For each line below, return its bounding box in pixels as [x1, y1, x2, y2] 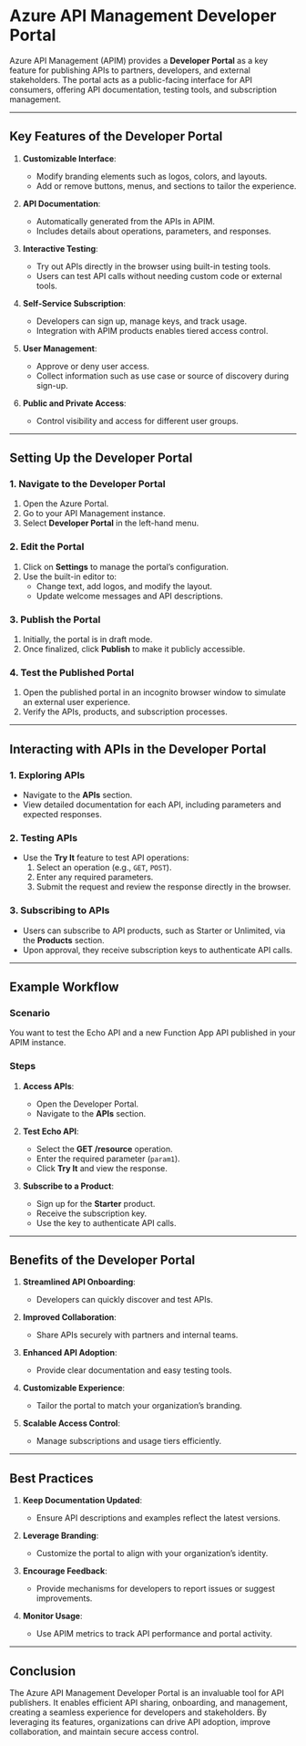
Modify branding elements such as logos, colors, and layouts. [36, 171, 268, 182]
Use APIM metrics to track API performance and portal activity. [36, 1628, 273, 1639]
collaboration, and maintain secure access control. [9, 1726, 199, 1738]
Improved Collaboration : [22, 1312, 117, 1323]
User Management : [22, 343, 97, 354]
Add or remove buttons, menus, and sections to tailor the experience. [36, 180, 297, 192]
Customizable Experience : [22, 1383, 126, 1394]
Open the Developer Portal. [36, 1098, 139, 1109]
